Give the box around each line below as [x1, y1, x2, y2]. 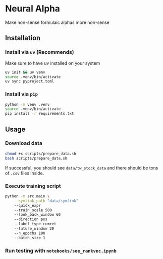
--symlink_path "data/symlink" [14, 198, 79, 203]
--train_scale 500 [14, 207, 52, 213]
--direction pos [14, 217, 48, 222]
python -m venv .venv [5, 102, 50, 107]
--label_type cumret [14, 222, 56, 227]
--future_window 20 [14, 226, 54, 231]
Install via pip [5, 90, 38, 97]
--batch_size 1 [14, 235, 46, 240]
